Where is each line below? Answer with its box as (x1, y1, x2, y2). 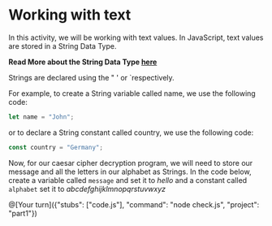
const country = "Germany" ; (8, 143, 104, 151)
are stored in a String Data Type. (8, 41, 117, 50)
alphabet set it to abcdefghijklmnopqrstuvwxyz (8, 184, 166, 193)
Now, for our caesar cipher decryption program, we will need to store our (8, 158, 253, 167)
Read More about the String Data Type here (8, 57, 158, 67)
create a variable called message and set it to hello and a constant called (8, 175, 248, 185)
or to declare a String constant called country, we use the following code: (8, 128, 254, 137)
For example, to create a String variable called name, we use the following (8, 88, 256, 98)
